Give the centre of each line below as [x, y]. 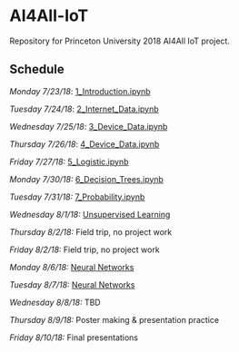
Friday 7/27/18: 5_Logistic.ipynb [69, 161]
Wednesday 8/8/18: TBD [55, 302]
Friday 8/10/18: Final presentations [74, 337]
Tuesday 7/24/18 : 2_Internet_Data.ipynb [84, 109]
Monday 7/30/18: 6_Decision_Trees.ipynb [86, 179]
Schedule [37, 69]
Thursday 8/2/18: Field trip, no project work [91, 231]
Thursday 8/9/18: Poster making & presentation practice [115, 319]
